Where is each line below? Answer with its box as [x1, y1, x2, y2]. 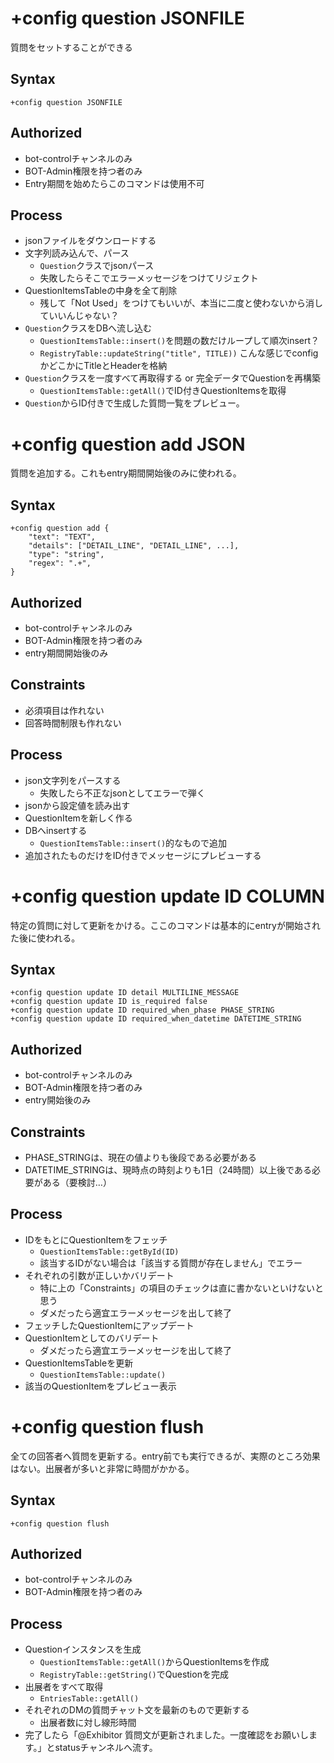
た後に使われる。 [10, 932, 81, 944]
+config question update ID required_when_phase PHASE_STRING [10, 1005, 275, 1016]
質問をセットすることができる [10, 41, 133, 53]
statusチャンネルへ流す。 [54, 1742, 158, 1754]
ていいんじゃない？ [39, 310, 120, 322]
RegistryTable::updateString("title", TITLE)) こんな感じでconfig [39, 347, 319, 359]
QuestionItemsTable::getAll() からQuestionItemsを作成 [39, 1656, 270, 1668]
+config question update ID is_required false [10, 997, 208, 1007]
